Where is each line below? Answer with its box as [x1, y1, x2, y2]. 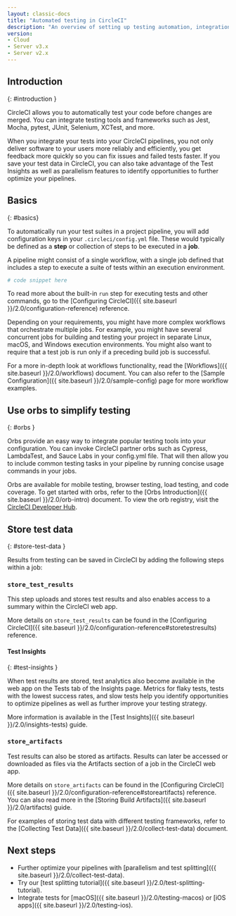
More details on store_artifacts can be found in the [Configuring [7, 780, 198, 789]
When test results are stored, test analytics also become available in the [7, 676, 216, 685]
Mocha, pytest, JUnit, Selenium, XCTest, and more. [7, 123, 155, 131]
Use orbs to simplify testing [7, 404, 131, 416]
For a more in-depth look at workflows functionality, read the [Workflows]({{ [7, 361, 228, 370]
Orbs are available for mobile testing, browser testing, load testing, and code [7, 481, 230, 489]
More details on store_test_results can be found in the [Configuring [7, 616, 207, 624]
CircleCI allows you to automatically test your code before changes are [7, 108, 213, 116]
